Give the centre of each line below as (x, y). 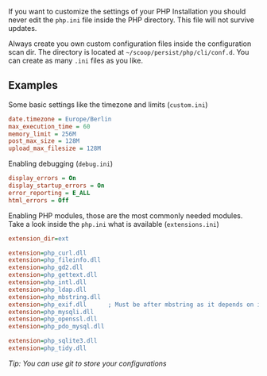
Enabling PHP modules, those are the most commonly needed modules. (126, 215)
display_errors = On (43, 178)
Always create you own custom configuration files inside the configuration (130, 44)
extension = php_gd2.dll (46, 268)
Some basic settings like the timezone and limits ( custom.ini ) (108, 104)
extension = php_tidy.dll (48, 348)
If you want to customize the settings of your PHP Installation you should (127, 12)
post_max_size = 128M (44, 141)
